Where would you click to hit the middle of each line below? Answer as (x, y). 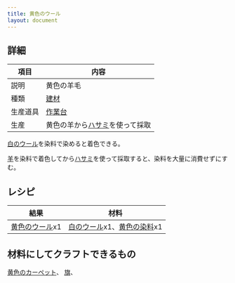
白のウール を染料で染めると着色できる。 (66, 144)
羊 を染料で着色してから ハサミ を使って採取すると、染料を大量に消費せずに (115, 159)
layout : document (33, 20)
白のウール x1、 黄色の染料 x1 (115, 227)
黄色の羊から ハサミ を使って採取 (99, 125)
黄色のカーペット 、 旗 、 (42, 272)
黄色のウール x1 (36, 227)
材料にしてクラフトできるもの (72, 254)
